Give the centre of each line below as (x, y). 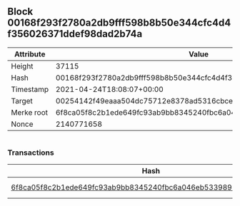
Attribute (30, 54)
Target (22, 101)
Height (22, 66)
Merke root (30, 112)
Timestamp (30, 89)
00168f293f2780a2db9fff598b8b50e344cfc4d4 (119, 23)
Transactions (31, 153)
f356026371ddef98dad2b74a (75, 34)
